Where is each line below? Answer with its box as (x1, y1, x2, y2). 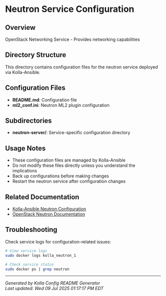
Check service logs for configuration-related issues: (5, 238, 111, 244)
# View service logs (5, 248, 48, 253)
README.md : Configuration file (12, 97, 78, 103)
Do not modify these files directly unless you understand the (12, 162, 136, 168)
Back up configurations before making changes (12, 173, 110, 179)
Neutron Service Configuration (5, 3, 134, 15)
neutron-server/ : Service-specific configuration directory (12, 130, 130, 136)
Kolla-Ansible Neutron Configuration (12, 206, 86, 212)
